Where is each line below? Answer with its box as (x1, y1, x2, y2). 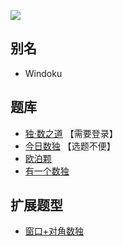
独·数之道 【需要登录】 (24, 127, 118, 139)
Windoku (24, 67, 63, 79)
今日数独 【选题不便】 (24, 140, 116, 152)
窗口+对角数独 (24, 225, 85, 237)
